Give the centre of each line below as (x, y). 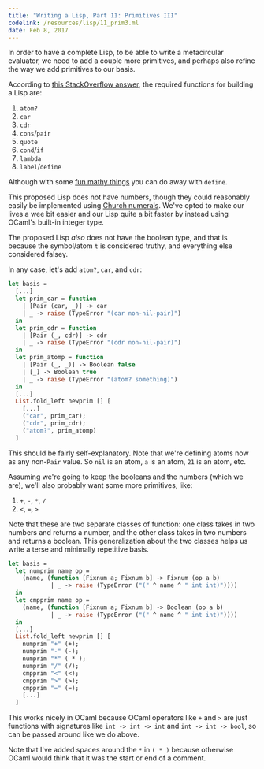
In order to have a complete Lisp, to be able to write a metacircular (116, 53)
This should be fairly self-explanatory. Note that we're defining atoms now (129, 453)
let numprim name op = (52, 571)
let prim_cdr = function (56, 328)
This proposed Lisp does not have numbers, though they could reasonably (129, 197)
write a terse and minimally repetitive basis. (79, 549)
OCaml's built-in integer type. (56, 222)
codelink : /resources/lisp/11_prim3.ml (74, 23)
